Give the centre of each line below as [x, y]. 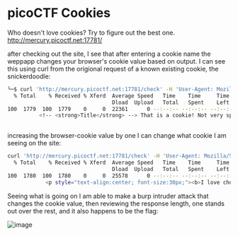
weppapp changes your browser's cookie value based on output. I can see [117, 61]
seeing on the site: [34, 143]
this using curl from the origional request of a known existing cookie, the [113, 69]
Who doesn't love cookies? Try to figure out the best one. [91, 33]
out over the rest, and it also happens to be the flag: [83, 211]
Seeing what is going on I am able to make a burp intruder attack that [108, 196]
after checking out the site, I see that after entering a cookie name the [109, 54]
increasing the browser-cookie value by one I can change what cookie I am [117, 136]
